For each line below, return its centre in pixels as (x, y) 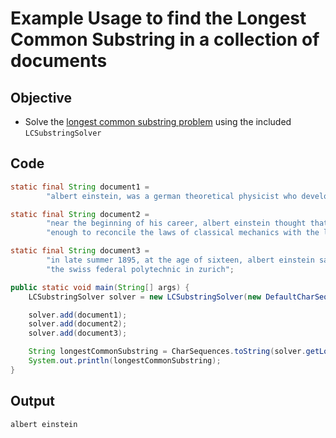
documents (59, 61)
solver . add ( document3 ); (78, 333)
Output (32, 401)
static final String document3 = (80, 251)
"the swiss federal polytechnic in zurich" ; (140, 269)
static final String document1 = (80, 187)
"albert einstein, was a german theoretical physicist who (172, 196)
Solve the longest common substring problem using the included (158, 121)
